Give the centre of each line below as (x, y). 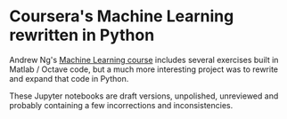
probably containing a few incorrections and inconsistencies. (121, 105)
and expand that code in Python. (69, 78)
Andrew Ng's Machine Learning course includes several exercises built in (144, 59)
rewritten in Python (82, 35)
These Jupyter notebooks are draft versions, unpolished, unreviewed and (144, 96)
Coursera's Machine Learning (122, 16)
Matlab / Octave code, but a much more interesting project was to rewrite (144, 69)
